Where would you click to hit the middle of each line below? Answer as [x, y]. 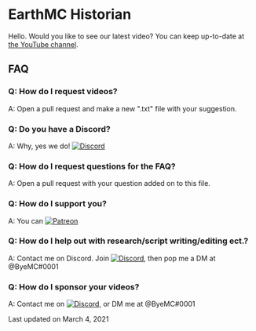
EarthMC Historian [70, 15]
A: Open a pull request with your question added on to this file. [109, 184]
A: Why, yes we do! [39, 146]
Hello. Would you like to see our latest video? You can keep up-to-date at [126, 36]
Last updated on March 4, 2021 [59, 319]
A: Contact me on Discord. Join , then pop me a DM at [112, 258]
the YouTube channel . [43, 44]
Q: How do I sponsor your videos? [74, 286]
